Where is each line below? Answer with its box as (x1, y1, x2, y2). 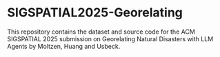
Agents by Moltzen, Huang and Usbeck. (7, 42, 121, 50)
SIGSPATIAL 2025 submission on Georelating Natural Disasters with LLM (7, 34, 214, 43)
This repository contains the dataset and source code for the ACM (7, 27, 195, 36)
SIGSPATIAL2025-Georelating (7, 5, 183, 21)
